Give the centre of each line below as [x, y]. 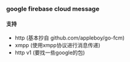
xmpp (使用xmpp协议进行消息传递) [58, 45]
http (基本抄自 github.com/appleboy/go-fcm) [70, 38]
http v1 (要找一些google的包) [50, 53]
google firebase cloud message [53, 9]
